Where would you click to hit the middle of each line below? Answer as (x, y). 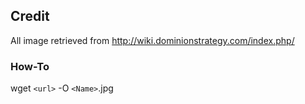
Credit (30, 16)
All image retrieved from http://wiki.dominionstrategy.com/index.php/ (152, 40)
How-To (30, 66)
